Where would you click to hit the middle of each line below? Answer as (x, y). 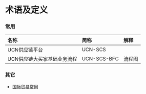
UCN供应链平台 (25, 50)
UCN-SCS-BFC (100, 59)
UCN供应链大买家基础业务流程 (42, 59)
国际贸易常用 (25, 87)
